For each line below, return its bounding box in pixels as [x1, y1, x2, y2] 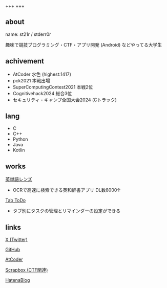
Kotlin [12, 147, 25, 153]
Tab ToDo [5, 197, 26, 204]
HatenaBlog [5, 277, 30, 283]
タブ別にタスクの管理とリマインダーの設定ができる [12, 208, 121, 214]
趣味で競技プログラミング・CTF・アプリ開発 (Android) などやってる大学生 [5, 41, 162, 48]
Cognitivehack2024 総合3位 [12, 90, 72, 96]
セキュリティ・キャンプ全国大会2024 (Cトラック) [12, 97, 117, 103]
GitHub [5, 247, 20, 253]
